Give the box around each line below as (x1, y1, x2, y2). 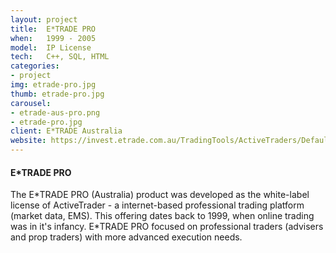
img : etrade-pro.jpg (10, 80, 97, 90)
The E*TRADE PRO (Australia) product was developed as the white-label (10, 189, 310, 201)
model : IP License (10, 42, 92, 53)
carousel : (10, 98, 52, 108)
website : (10, 136, 47, 146)
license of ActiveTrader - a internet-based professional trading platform (10, 199, 305, 211)
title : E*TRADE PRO (10, 24, 97, 34)
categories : (10, 61, 60, 71)
